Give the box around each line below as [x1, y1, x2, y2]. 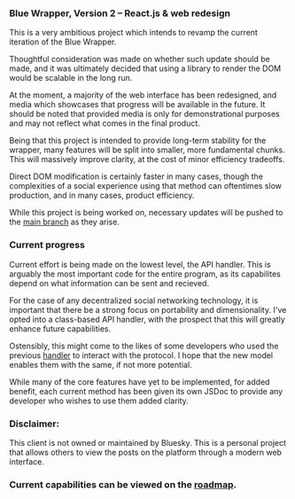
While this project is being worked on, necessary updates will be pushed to [9, 207, 283, 218]
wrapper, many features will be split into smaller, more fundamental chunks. [9, 144, 285, 155]
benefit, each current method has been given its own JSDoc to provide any [9, 386, 283, 396]
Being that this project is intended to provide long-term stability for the [9, 136, 267, 146]
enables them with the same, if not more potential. [9, 359, 192, 370]
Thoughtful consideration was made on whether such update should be [9, 54, 270, 65]
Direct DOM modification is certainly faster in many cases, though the [9, 171, 264, 182]
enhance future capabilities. [9, 323, 112, 334]
